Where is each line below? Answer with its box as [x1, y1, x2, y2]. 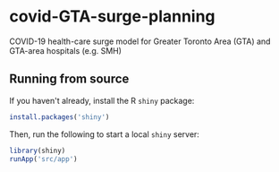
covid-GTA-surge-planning [9, 6, 216, 27]
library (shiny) [9, 146, 66, 155]
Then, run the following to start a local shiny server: [9, 128, 199, 140]
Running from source [9, 72, 130, 87]
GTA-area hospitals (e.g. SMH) [9, 45, 123, 56]
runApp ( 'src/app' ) [9, 154, 78, 163]
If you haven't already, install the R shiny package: [9, 95, 195, 106]
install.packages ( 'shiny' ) [9, 112, 110, 122]
